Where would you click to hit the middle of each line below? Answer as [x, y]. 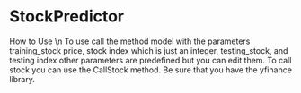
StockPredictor [67, 17]
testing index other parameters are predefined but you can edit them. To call [150, 60]
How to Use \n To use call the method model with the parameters [130, 41]
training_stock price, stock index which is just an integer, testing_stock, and [149, 50]
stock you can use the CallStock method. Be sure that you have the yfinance [150, 70]
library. [22, 79]
